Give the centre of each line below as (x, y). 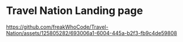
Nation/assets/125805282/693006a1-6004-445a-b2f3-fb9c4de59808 (91, 33)
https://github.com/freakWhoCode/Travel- (57, 27)
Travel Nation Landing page (74, 11)
